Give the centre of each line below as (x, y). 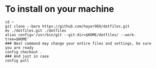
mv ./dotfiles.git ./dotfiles (36, 30)
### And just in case (27, 56)
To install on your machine (60, 9)
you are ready (19, 47)
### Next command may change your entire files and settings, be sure (78, 43)
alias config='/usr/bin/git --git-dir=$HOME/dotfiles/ (62, 35)
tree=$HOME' (17, 39)
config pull (17, 60)
